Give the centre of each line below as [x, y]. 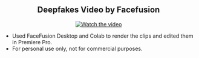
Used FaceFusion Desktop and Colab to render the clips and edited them [103, 36]
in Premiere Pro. [32, 42]
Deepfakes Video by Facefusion [99, 10]
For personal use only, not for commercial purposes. [77, 48]
